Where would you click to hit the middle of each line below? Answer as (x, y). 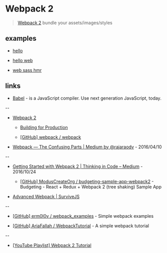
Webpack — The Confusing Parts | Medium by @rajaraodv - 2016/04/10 (87, 147)
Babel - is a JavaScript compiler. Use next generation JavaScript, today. (87, 98)
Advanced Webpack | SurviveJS (46, 196)
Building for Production (44, 127)
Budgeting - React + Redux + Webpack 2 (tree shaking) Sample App (91, 187)
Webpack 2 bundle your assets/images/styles (65, 23)
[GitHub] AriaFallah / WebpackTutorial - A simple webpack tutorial (81, 226)
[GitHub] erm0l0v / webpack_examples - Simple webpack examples (83, 216)
